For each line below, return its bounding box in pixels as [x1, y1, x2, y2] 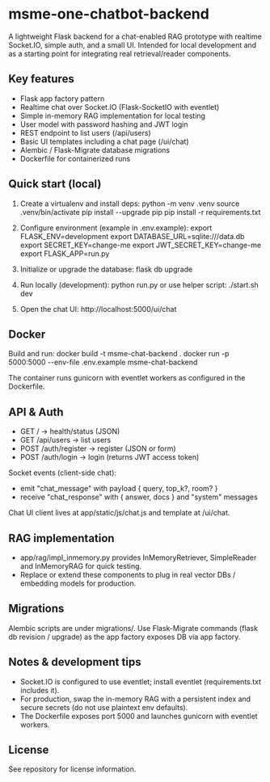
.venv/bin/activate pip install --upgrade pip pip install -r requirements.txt [19, 207, 261, 217]
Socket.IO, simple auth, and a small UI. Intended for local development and [8, 40, 257, 49]
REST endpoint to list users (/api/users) [19, 128, 151, 137]
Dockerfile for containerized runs [19, 153, 131, 163]
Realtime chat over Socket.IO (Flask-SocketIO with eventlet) [19, 102, 220, 111]
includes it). [19, 685, 60, 695]
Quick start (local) [8, 177, 102, 191]
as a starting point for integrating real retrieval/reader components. [8, 48, 231, 58]
